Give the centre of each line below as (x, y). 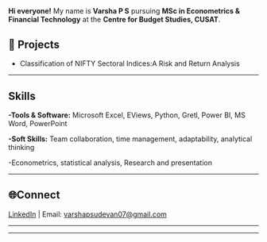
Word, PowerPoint (38, 124)
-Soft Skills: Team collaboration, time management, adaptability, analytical (130, 139)
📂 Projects (34, 44)
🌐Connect (34, 195)
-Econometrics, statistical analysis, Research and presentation (110, 163)
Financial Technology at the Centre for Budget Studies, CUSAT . (114, 20)
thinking (21, 148)
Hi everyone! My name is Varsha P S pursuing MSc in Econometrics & (124, 11)
